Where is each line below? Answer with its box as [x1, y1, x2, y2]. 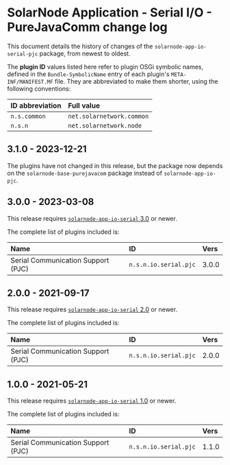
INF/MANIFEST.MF [7, 78, 53, 85]
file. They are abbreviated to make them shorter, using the [54, 77, 218, 85]
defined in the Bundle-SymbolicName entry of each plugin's [7, 70, 170, 78]
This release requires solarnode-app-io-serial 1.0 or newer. [7, 396, 177, 405]
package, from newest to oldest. [39, 49, 131, 58]
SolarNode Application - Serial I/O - [7, 5, 212, 21]
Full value [68, 101, 101, 110]
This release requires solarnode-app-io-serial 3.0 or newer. [7, 214, 178, 222]
